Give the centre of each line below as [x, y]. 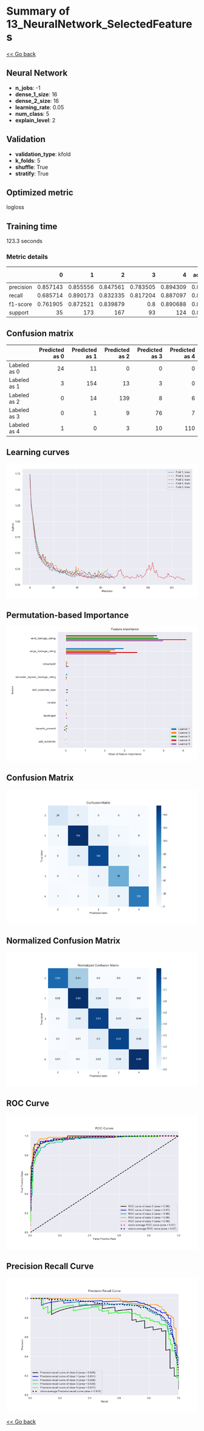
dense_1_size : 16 [36, 94]
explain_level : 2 [35, 120]
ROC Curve [28, 1104]
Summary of [38, 11]
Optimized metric [40, 192]
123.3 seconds [24, 241]
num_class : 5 [32, 113]
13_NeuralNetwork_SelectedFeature [99, 24]
